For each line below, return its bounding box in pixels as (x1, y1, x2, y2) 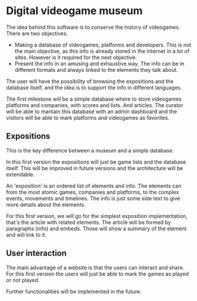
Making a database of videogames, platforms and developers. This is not (14, 41, 192, 48)
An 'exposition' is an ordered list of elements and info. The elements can (6, 182, 182, 189)
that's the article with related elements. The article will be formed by (6, 219, 172, 226)
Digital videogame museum (6, 4, 143, 18)
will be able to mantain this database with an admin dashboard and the (6, 108, 178, 115)
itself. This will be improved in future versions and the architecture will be (6, 164, 183, 171)
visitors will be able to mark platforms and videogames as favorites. (6, 114, 169, 121)
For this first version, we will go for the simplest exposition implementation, (6, 212, 188, 219)
